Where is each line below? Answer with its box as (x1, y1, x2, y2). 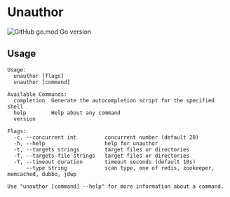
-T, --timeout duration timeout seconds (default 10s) (13, 158, 196, 165)
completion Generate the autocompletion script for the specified (13, 97, 215, 104)
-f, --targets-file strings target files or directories (13, 152, 190, 159)
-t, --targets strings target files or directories (13, 146, 190, 153)
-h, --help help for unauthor (13, 140, 158, 147)
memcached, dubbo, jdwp (7, 170, 77, 177)
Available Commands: (7, 90, 68, 98)
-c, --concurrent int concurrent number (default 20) (13, 134, 199, 141)
